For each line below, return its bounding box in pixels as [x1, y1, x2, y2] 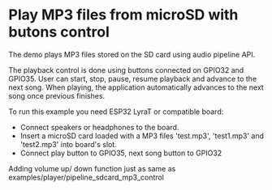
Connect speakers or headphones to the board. [19, 122, 179, 132]
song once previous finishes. [8, 91, 106, 100]
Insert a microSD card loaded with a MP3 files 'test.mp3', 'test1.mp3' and [19, 131, 265, 141]
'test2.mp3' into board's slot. [19, 139, 118, 149]
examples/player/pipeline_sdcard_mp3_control [8, 172, 165, 182]
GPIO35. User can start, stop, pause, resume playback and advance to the [8, 74, 257, 83]
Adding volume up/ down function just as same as [8, 163, 176, 173]
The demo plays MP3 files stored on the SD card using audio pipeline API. [8, 49, 256, 59]
